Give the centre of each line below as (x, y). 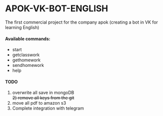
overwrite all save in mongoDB (43, 93)
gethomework (26, 60)
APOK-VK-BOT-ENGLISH (57, 9)
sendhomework (28, 65)
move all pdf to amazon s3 (39, 103)
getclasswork (26, 55)
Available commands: (28, 39)
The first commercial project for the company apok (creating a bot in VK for (82, 22)
